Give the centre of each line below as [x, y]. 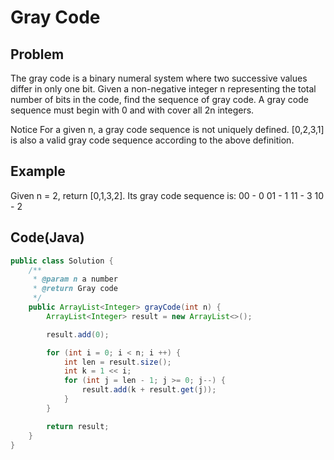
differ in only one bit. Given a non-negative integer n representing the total [163, 89]
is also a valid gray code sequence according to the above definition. [152, 140]
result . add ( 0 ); [78, 334]
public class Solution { [62, 261]
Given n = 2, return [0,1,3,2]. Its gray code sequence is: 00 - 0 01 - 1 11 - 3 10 [167, 195]
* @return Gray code [75, 289]
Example [38, 171]
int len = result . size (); [117, 362]
